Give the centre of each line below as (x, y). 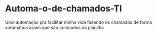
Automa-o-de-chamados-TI (64, 9)
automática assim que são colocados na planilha (55, 27)
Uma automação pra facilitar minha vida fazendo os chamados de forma (78, 22)
